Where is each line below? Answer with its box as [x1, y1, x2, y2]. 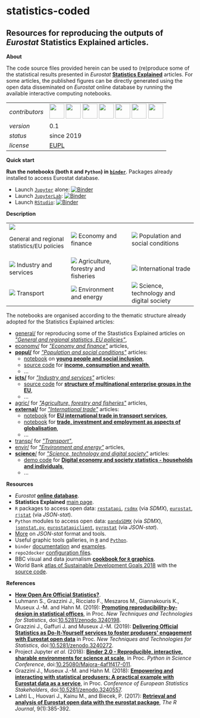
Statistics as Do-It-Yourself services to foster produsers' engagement [14, 629, 192, 636]
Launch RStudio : [14, 198, 55, 206]
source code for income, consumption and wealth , [23, 362, 151, 368]
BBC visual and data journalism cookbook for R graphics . [14, 555, 156, 562]
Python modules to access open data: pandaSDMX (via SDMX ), [14, 517, 162, 524]
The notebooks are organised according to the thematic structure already [6, 312, 186, 319]
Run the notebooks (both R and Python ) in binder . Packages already [6, 168, 173, 175]
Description [6, 210, 36, 217]
